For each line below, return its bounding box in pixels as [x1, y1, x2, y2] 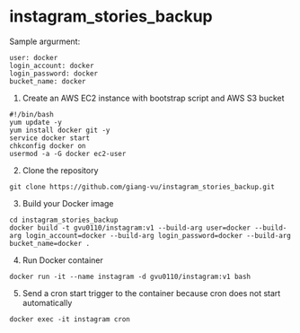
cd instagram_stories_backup [9, 215, 119, 224]
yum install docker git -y [9, 126, 110, 135]
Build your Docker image [22, 197, 114, 208]
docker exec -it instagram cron [9, 314, 130, 324]
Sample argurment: [9, 36, 81, 47]
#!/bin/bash [9, 110, 54, 118]
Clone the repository [22, 164, 99, 176]
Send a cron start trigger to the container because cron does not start [22, 287, 281, 298]
